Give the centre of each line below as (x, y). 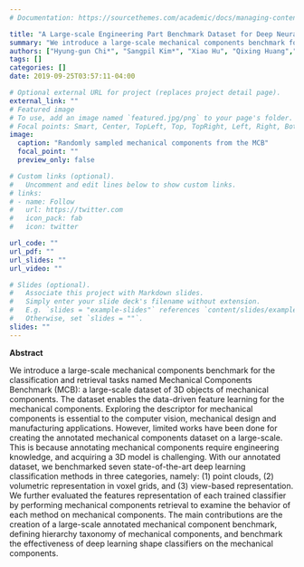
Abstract (26, 352)
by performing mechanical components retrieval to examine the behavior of (150, 505)
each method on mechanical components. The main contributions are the (146, 514)
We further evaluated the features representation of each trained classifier (148, 495)
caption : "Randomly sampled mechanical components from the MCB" (143, 143)
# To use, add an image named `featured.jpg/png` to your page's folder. (152, 118)
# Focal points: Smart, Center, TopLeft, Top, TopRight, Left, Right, (145, 126)
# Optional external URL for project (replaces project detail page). (145, 92)
